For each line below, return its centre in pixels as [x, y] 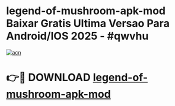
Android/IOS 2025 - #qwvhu [77, 36]
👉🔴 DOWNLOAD [48, 78]
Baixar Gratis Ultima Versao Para [88, 23]
